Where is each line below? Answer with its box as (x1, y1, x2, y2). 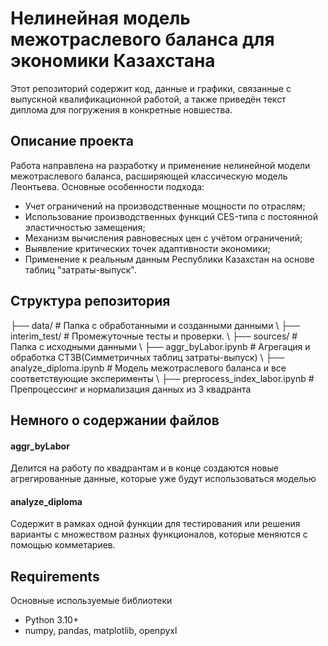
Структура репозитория (10, 293, 171, 310)
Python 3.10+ (24, 614, 80, 626)
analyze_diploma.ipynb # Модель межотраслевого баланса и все (10, 362, 287, 374)
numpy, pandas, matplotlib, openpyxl (24, 625, 178, 637)
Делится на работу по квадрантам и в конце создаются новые (10, 462, 279, 474)
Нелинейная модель (10, 7, 191, 30)
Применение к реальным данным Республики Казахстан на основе (24, 253, 315, 265)
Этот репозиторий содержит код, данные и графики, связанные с (10, 82, 292, 94)
